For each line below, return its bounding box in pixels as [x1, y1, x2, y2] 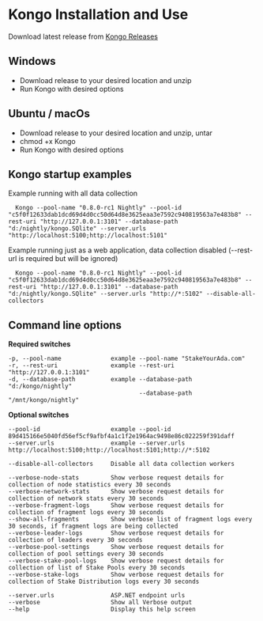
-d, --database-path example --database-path [8, 376, 193, 384]
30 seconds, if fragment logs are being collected [8, 522, 178, 531]
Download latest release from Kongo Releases [8, 32, 158, 41]
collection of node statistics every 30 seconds [8, 481, 171, 489]
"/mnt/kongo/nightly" [8, 396, 80, 404]
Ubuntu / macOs [8, 107, 91, 120]
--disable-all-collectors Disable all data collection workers [8, 460, 235, 468]
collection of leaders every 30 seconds [8, 536, 144, 544]
